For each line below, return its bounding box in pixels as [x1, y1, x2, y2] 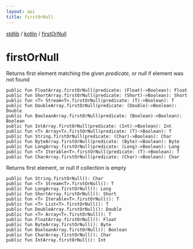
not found [6, 76, 30, 83]
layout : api [6, 8, 35, 15]
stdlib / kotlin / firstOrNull [6, 30, 67, 37]
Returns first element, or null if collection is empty [6, 165, 127, 172]
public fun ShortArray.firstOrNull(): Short [6, 191, 117, 197]
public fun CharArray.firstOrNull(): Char [6, 232, 111, 238]
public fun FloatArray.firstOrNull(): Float [6, 217, 117, 223]
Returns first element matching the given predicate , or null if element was [6, 70, 184, 77]
